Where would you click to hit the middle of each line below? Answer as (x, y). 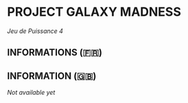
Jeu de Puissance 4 (35, 31)
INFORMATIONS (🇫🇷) (55, 53)
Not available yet (31, 93)
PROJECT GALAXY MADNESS (94, 12)
